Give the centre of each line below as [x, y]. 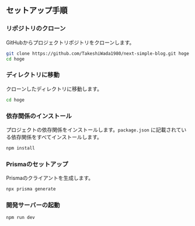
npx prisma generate [31, 189]
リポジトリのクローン [36, 29]
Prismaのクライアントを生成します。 [50, 178]
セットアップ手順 [37, 11]
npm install [20, 148]
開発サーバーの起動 [33, 205]
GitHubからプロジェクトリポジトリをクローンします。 [70, 42]
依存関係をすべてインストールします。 [56, 137]
